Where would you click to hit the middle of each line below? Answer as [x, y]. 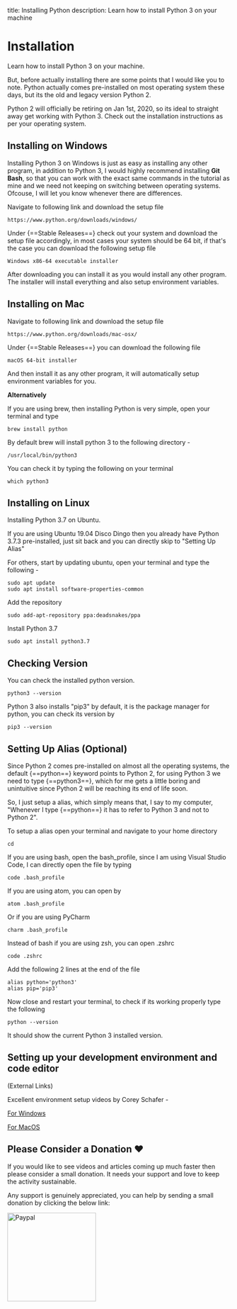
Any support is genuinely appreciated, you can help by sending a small [110, 1195]
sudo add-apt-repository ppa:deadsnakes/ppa [74, 615]
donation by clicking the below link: [59, 1203]
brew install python [38, 429]
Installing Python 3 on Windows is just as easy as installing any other [108, 163]
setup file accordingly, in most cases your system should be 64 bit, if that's [117, 240]
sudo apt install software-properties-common [75, 589]
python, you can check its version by [61, 714]
